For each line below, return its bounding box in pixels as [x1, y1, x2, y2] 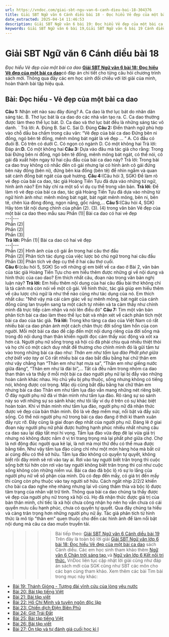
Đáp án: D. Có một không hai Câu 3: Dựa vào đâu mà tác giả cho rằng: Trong [5, 146, 163, 152]
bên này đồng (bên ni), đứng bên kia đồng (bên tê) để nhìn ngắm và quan [5, 167, 157, 173]
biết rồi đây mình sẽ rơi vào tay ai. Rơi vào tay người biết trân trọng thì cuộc [5, 457, 160, 463]
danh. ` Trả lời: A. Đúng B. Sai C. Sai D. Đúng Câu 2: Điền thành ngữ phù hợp [5, 124, 163, 131]
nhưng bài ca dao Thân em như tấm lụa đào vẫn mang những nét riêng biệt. [5, 387, 162, 393]
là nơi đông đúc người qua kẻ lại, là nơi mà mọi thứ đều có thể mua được [5, 440, 154, 447]
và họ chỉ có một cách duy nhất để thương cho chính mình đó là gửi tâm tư [5, 344, 159, 350]
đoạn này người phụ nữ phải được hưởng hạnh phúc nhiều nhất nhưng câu [5, 424, 159, 430]
